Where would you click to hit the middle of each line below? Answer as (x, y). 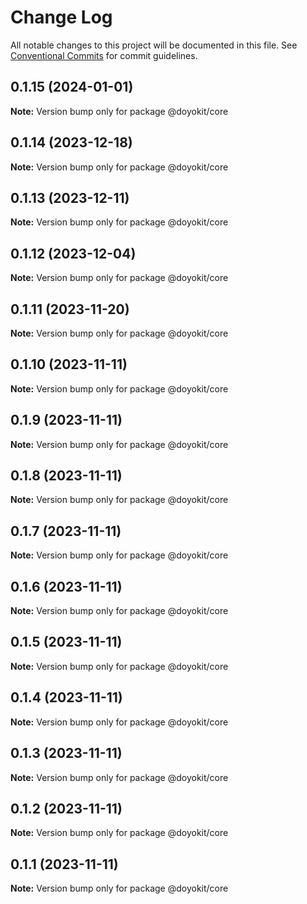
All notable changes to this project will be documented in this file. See (154, 45)
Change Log (61, 17)
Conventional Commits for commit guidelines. (104, 55)
